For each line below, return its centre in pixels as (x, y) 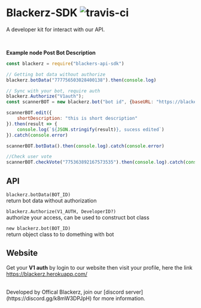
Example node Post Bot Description (51, 52)
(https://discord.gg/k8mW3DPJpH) (49, 298)
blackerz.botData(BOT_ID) (38, 195)
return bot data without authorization (51, 200)
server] (134, 292)
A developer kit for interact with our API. (56, 29)
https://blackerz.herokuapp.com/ (47, 274)
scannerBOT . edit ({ (29, 113)
